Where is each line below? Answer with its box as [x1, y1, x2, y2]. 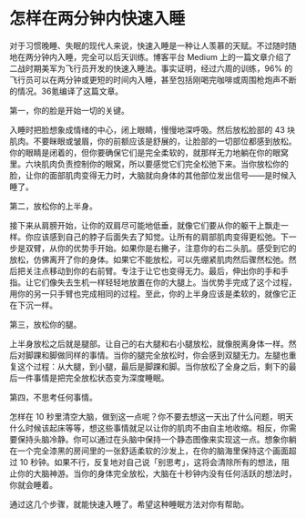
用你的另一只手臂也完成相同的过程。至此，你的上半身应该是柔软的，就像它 [9, 288, 289, 299]
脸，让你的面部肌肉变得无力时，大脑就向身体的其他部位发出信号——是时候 [9, 169, 289, 180]
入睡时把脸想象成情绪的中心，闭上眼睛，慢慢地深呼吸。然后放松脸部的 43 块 [9, 124, 296, 135]
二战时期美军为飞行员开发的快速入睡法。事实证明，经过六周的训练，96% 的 [9, 63, 293, 74]
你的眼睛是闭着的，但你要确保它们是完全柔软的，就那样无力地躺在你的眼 [9, 147, 280, 157]
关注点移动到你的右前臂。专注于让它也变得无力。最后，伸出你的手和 [25, 265, 280, 276]
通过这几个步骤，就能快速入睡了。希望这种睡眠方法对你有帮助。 [9, 498, 249, 510]
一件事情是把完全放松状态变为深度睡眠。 [16, 372, 169, 383]
